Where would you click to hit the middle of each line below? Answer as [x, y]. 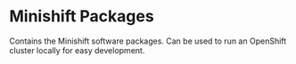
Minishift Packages [82, 16]
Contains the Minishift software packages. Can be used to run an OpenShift [148, 41]
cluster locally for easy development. [77, 50]
